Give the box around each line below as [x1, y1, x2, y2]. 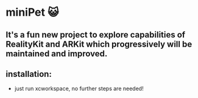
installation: [5, 69, 52, 79]
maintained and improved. [5, 48, 108, 59]
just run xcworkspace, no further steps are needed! [14, 85, 144, 93]
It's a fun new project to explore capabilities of [5, 30, 186, 40]
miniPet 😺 [5, 5, 59, 19]
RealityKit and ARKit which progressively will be [5, 39, 193, 49]
